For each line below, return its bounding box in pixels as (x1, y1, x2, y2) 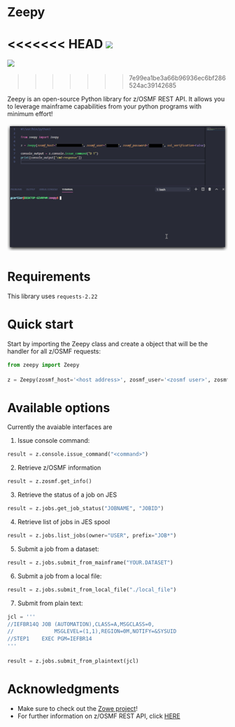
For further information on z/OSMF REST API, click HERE (17, 712, 180, 720)
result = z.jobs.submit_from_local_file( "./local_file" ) (7, 586, 177, 593)
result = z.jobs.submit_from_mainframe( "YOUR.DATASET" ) (7, 559, 173, 566)
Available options (7, 400, 111, 416)
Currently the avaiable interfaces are (7, 423, 113, 431)
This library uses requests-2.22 (7, 292, 98, 300)
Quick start (7, 316, 73, 332)
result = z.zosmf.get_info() (7, 478, 92, 485)
